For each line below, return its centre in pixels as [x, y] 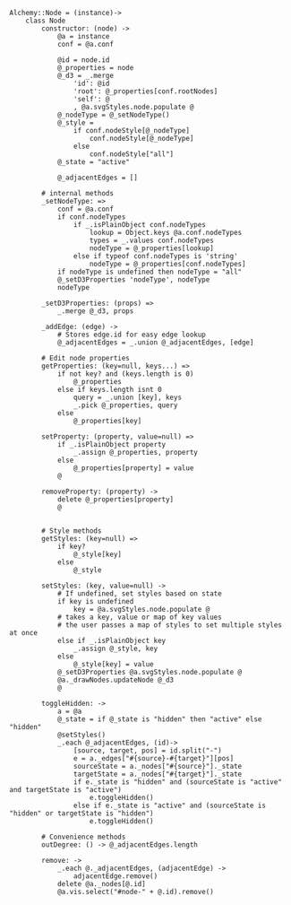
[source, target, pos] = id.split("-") [147, 751]
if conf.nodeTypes [91, 217]
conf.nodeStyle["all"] [132, 154]
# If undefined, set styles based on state [139, 594]
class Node [46, 21]
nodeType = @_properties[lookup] [152, 248]
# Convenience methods [84, 837]
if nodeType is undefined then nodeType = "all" [150, 272]
